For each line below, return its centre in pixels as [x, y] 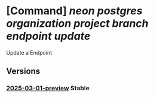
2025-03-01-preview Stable [48, 88]
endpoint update [48, 36]
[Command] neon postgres [74, 11]
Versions [23, 72]
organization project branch [77, 23]
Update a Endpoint [29, 52]
